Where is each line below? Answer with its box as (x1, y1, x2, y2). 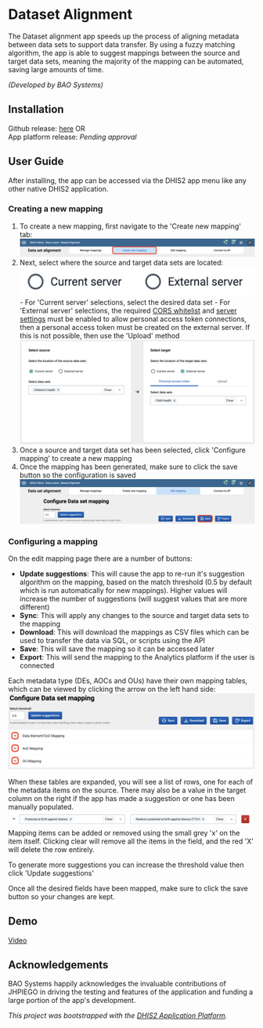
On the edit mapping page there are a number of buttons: (8, 554, 193, 563)
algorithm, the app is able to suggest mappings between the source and (8, 48, 240, 57)
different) (19, 602, 50, 612)
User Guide (8, 155, 64, 168)
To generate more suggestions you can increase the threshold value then (8, 860, 244, 869)
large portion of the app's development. (8, 996, 136, 1005)
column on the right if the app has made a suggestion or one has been (8, 794, 235, 803)
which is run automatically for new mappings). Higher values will (19, 586, 228, 595)
